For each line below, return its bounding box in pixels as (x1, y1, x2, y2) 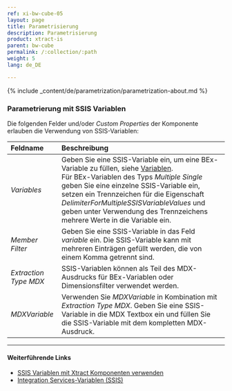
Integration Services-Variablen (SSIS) (17, 376, 124, 384)
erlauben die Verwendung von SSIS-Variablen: (7, 126, 139, 135)
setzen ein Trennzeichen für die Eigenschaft (61, 189, 205, 199)
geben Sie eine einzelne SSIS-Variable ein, (61, 180, 200, 190)
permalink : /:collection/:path (7, 49, 97, 56)
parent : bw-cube (7, 42, 54, 49)
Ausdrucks (61, 272, 97, 282)
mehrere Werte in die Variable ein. (61, 215, 171, 225)
